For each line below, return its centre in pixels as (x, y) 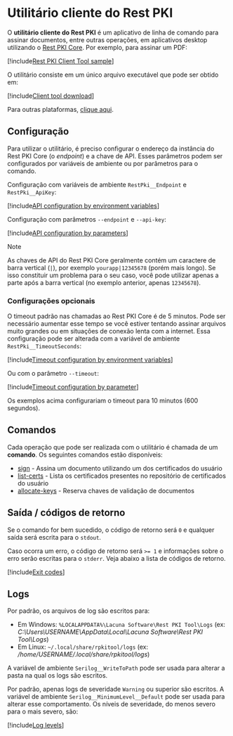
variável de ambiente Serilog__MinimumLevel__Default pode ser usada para (116, 697)
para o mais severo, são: (43, 711)
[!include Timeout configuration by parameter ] (73, 387)
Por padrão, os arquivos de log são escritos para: (79, 611)
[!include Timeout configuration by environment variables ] (90, 360)
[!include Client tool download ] (51, 96)
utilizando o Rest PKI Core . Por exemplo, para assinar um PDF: (98, 47)
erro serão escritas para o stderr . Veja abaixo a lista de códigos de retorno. (116, 558)
